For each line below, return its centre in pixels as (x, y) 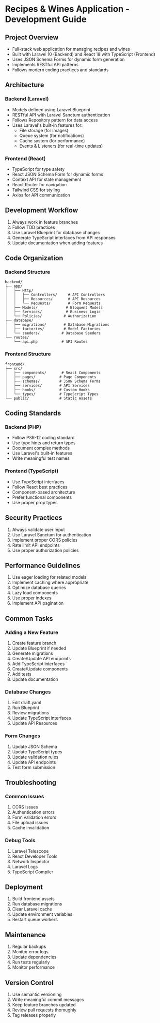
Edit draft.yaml (27, 703)
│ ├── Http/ (19, 291)
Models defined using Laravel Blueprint (51, 109)
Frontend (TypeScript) (32, 471)
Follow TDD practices (33, 227)
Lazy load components (35, 593)
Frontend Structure (28, 354)
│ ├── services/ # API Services (48, 385)
